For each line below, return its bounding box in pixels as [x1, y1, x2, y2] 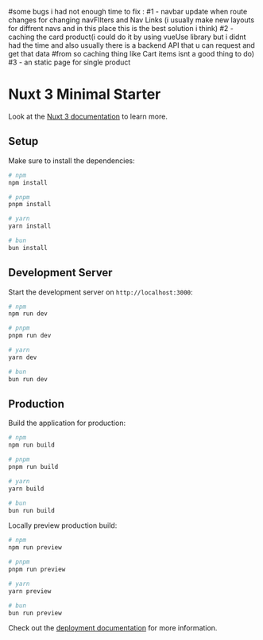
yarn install [8, 222, 52, 230]
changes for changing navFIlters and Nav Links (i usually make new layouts [8, 15, 255, 25]
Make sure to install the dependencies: [8, 155, 135, 166]
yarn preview [8, 587, 52, 595]
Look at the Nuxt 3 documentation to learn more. [8, 111, 168, 121]
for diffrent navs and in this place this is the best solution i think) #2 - [8, 24, 234, 33]
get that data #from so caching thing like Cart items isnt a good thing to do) [8, 49, 255, 58]
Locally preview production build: [8, 521, 118, 530]
